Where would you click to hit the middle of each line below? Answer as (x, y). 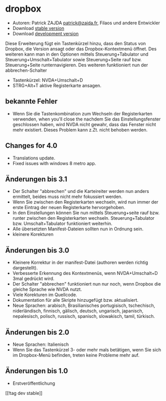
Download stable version (38, 28)
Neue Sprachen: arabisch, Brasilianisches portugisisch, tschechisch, (84, 306)
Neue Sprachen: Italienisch (41, 344)
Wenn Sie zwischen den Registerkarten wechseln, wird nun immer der (86, 202)
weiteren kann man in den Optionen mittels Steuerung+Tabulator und (77, 54)
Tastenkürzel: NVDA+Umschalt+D (48, 80)
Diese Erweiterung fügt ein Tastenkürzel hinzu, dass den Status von (76, 43)
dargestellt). (25, 268)
